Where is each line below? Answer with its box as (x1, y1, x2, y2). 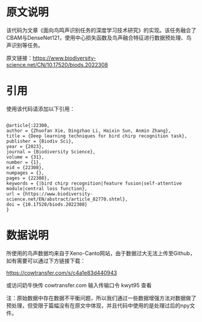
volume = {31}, (6, 154, 45, 160)
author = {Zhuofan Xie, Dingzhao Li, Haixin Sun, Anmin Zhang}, (6, 128, 171, 134)
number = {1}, (6, 159, 42, 166)
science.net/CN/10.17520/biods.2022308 (6, 61, 109, 68)
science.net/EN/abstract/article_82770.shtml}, (6, 196, 128, 202)
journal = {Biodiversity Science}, (6, 149, 96, 155)
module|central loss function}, (6, 185, 87, 191)
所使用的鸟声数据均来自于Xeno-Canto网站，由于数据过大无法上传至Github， (6, 249, 196, 256)
